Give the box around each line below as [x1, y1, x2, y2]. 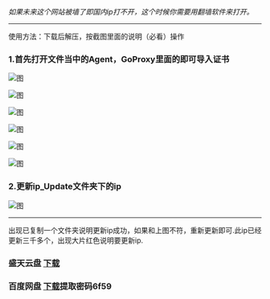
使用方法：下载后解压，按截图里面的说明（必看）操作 [8, 31, 185, 41]
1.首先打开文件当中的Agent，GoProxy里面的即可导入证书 [8, 53, 230, 64]
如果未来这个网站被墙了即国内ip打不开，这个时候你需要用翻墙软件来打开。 [8, 7, 254, 16]
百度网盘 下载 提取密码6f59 [8, 281, 112, 292]
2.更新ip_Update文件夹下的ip [8, 181, 122, 192]
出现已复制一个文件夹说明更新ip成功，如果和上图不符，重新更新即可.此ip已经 [8, 225, 262, 235]
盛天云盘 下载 [8, 257, 60, 268]
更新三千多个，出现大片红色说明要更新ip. [8, 236, 143, 245]
